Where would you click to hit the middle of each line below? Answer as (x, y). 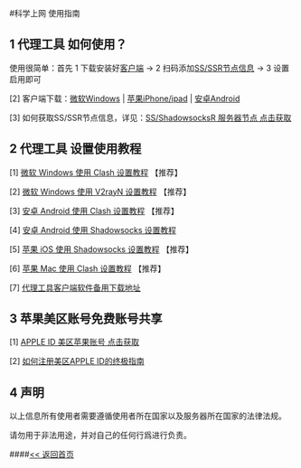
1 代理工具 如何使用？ (68, 45)
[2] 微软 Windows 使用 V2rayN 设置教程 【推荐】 (100, 192)
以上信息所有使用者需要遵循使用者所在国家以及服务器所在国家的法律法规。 (148, 416)
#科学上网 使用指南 (45, 13)
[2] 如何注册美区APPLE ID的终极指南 (77, 361)
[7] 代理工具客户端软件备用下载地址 (75, 287)
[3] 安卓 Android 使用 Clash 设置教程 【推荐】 (94, 211)
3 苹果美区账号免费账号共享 (86, 319)
